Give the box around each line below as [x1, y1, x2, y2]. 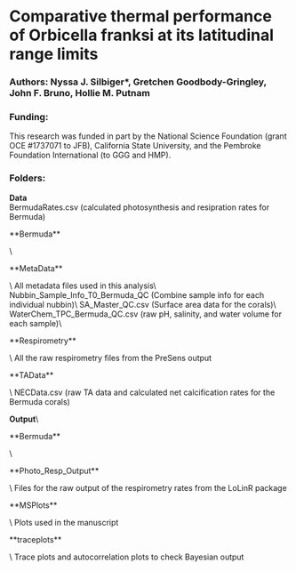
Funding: [9, 111, 49, 124]
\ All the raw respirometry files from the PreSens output [9, 352, 212, 363]
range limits [9, 44, 99, 64]
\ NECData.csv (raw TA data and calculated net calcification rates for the [9, 387, 276, 398]
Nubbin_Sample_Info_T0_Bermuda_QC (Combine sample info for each [9, 289, 265, 300]
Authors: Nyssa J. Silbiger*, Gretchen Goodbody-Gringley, [9, 76, 267, 88]
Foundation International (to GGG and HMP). [9, 149, 172, 161]
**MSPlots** [9, 500, 58, 511]
